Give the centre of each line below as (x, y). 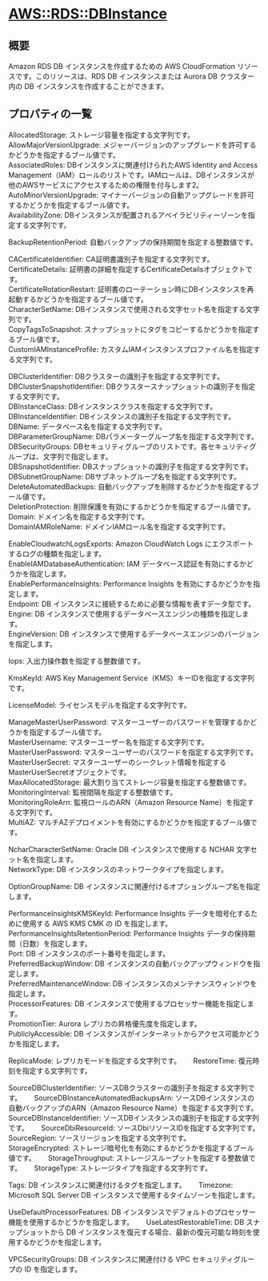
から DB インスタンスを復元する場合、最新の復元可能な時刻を (152, 1232)
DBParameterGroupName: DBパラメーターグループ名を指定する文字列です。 (133, 436)
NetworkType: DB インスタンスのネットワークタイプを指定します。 (118, 869)
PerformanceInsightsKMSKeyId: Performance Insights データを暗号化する (130, 913)
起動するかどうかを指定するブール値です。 (78, 299)
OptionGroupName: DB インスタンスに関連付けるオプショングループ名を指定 (134, 886)
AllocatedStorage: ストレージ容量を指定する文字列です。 (101, 135)
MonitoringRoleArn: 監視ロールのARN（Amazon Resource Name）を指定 (128, 802)
